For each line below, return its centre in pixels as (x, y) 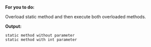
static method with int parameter (41, 40)
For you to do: (20, 7)
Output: (13, 26)
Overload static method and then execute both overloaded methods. (76, 17)
